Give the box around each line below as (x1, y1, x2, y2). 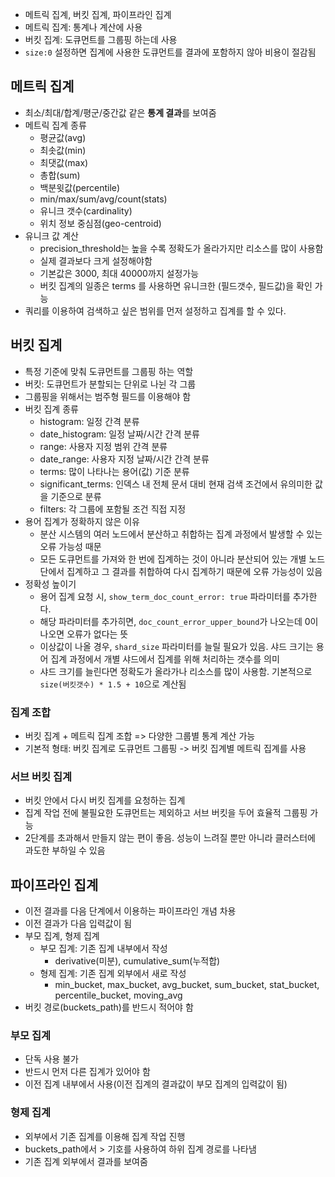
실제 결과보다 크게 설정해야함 (39, 254, 153, 267)
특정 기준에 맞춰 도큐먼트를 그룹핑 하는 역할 (24, 365, 194, 377)
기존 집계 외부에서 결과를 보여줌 (24, 1155, 148, 1167)
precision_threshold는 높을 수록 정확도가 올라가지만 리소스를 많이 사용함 (39, 242, 324, 254)
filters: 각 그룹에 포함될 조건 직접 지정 (39, 503, 187, 515)
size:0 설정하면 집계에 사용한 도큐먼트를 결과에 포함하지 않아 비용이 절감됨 (24, 46, 317, 58)
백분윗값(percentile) (39, 181, 121, 193)
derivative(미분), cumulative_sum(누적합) (54, 955, 221, 967)
